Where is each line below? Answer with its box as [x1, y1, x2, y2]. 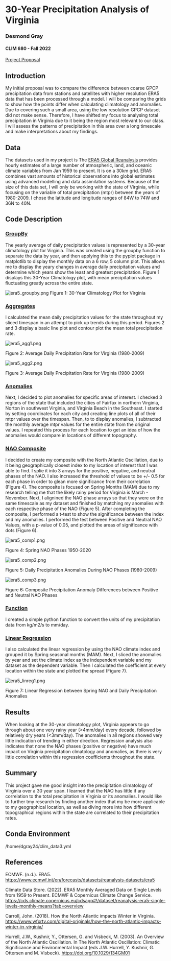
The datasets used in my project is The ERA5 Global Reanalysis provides [5, 157, 158, 163]
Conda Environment [5, 830, 70, 838]
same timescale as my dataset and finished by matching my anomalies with [5, 500, 164, 506]
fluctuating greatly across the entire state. [5, 280, 93, 286]
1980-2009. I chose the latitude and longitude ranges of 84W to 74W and [5, 195, 159, 201]
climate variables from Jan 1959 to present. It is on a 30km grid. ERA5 [5, 167, 152, 174]
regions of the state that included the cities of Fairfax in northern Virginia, [5, 400, 160, 406]
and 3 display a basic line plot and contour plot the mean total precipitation [5, 325, 163, 331]
